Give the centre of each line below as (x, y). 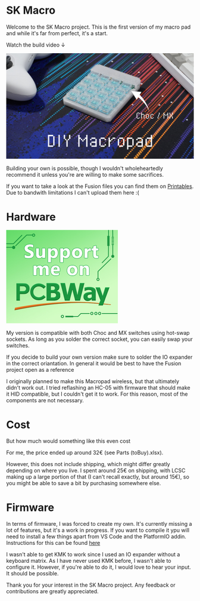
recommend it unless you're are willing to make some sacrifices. (85, 175)
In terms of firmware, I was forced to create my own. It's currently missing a (99, 524)
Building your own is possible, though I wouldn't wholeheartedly (85, 168)
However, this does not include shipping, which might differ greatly (88, 464)
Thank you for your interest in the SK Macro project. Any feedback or (91, 585)
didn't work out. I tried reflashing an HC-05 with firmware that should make (98, 388)
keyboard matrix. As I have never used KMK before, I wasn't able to (89, 561)
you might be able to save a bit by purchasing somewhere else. (84, 483)
